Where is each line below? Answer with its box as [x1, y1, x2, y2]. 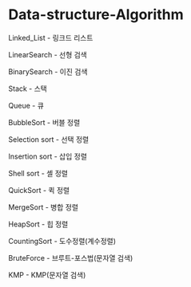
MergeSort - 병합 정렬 [8, 202, 78, 212]
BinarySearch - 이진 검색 [8, 66, 88, 77]
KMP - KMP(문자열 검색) [8, 269, 86, 280]
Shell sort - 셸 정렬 [8, 168, 68, 178]
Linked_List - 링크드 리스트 [8, 33, 94, 42]
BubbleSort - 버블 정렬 [8, 117, 81, 127]
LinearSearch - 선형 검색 [8, 49, 88, 59]
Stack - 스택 [8, 84, 48, 93]
